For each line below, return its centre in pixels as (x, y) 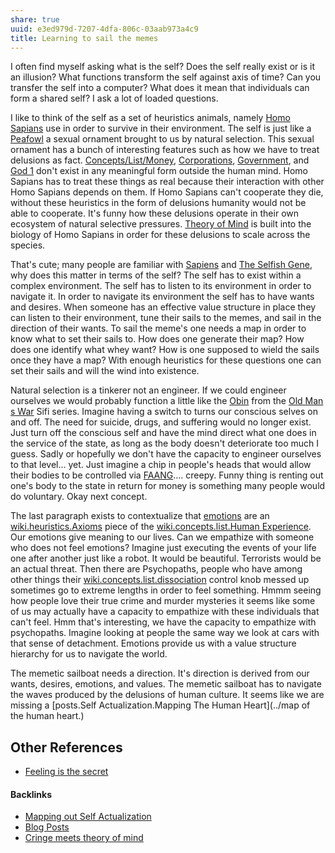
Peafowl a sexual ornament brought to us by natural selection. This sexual (162, 139)
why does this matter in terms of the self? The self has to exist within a (156, 275)
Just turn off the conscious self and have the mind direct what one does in (163, 433)
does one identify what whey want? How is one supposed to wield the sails (165, 350)
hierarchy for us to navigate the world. (89, 654)
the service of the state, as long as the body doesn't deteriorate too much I (165, 443)
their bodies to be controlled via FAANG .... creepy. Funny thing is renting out (167, 475)
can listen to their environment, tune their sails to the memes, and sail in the (166, 318)
